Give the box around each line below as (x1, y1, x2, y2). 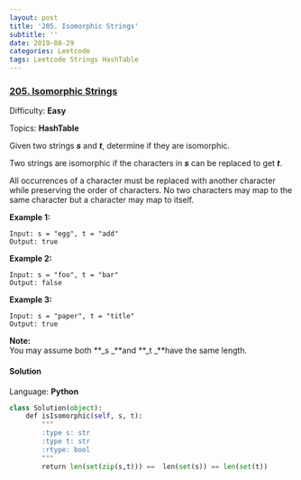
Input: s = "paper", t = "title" (9, 312, 135, 321)
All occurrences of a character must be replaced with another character (9, 175, 277, 186)
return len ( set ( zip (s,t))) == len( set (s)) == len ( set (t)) (41, 462, 269, 471)
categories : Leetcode (9, 47, 91, 56)
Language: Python (9, 385, 79, 397)
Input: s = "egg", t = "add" (9, 229, 119, 239)
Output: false (9, 279, 63, 288)
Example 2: (9, 254, 52, 264)
